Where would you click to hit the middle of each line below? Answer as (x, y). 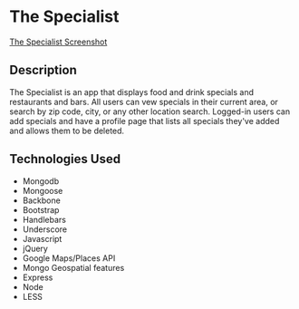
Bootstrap (41, 209)
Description (43, 70)
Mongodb (41, 181)
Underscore (45, 229)
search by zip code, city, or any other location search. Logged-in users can (150, 111)
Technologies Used (65, 159)
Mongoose (43, 190)
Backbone (41, 200)
